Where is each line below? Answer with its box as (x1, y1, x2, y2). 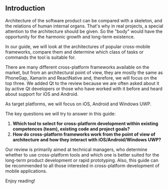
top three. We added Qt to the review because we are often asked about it (5, 80, 159, 86)
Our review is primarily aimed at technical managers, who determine (5, 146, 148, 153)
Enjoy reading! (5, 177, 35, 184)
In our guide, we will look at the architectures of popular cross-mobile (5, 43, 150, 50)
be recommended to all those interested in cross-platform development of (5, 162, 160, 169)
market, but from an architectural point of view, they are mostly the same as (5, 69, 163, 75)
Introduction (5, 4, 46, 13)
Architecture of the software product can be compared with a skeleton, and (5, 17, 163, 23)
